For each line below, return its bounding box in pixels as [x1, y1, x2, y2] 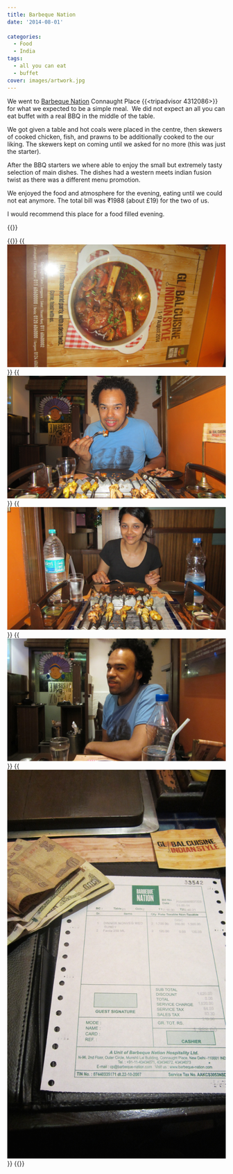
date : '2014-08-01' [7, 18, 64, 26]
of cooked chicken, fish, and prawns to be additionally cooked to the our [7, 132, 214, 141]
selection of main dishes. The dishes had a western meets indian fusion [7, 168, 212, 176]
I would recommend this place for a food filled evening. [7, 209, 165, 218]
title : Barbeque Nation [7, 11, 76, 18]
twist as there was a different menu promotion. [7, 175, 141, 184]
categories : [7, 33, 42, 40]
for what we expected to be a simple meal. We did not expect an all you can [7, 104, 225, 112]
